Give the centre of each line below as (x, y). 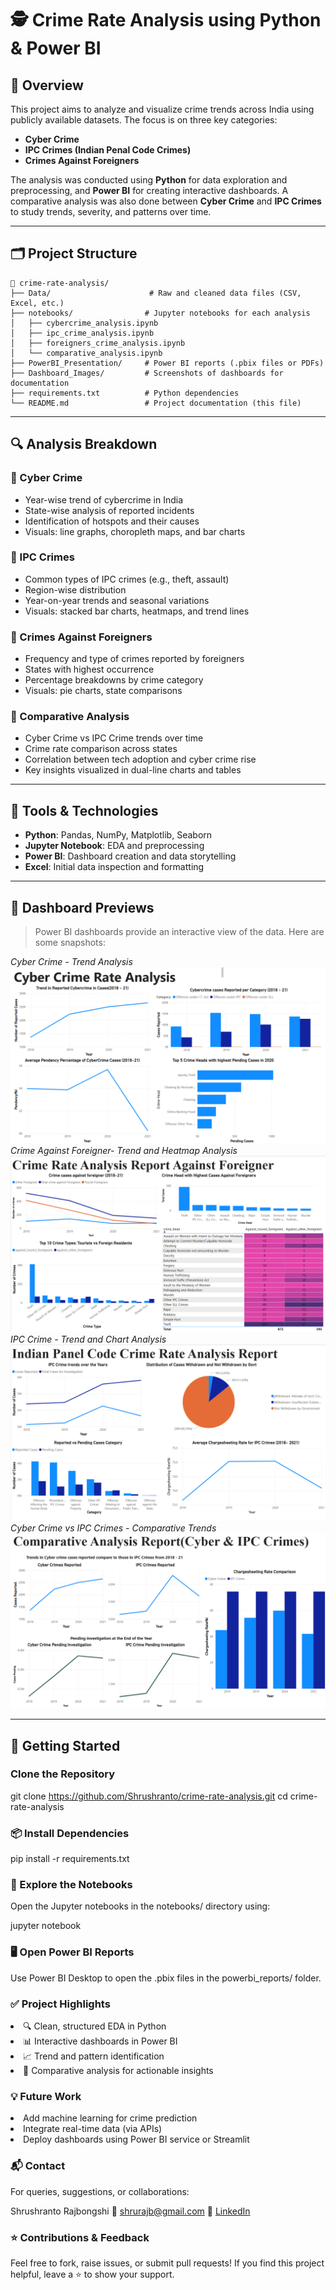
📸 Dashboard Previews (82, 907)
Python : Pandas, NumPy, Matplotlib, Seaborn (118, 835)
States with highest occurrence (89, 669)
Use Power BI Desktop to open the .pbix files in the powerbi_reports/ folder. (166, 1978)
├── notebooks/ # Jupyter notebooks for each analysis (160, 313)
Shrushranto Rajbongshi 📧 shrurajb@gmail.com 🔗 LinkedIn (130, 2211)
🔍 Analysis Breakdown (84, 444)
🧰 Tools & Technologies (84, 810)
